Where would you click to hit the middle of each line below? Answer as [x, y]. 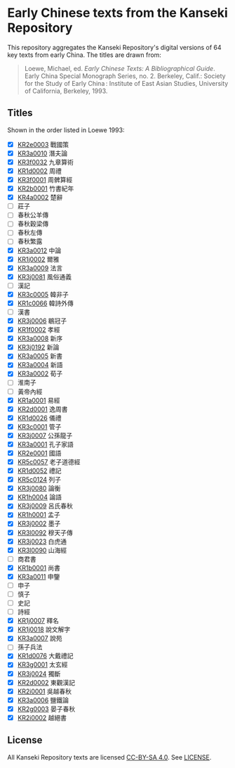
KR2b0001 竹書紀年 [46, 188]
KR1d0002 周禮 [39, 171]
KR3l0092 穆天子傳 [45, 532]
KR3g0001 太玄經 [42, 665]
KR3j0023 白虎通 [42, 541]
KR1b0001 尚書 [39, 568]
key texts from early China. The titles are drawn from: [84, 55]
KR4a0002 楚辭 [40, 198]
